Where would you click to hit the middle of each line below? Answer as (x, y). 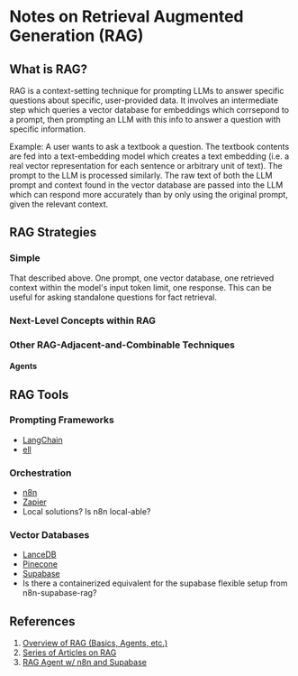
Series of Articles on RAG (69, 653)
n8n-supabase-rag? (59, 593)
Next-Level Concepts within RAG (82, 320)
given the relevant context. (59, 204)
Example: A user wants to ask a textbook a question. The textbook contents (149, 147)
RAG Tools (39, 394)
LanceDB (39, 555)
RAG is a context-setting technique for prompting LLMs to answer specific (147, 91)
